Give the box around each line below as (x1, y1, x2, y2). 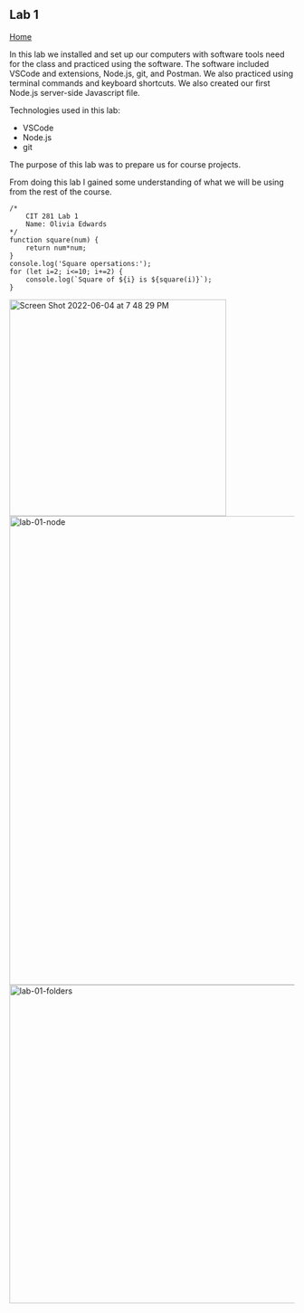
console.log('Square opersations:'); (9, 259, 152, 268)
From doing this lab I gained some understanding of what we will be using (9, 176, 285, 187)
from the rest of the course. (9, 186, 112, 197)
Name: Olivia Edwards (25, 219, 107, 229)
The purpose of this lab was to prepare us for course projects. (9, 158, 242, 170)
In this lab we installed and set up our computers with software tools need (9, 49, 285, 60)
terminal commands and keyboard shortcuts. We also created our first (9, 77, 271, 89)
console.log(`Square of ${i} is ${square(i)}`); (25, 275, 213, 284)
